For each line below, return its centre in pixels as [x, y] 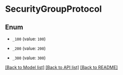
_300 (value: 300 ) [29, 58]
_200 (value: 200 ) [29, 48]
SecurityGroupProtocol [54, 9]
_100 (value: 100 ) [29, 39]
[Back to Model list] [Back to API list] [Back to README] [61, 67]
